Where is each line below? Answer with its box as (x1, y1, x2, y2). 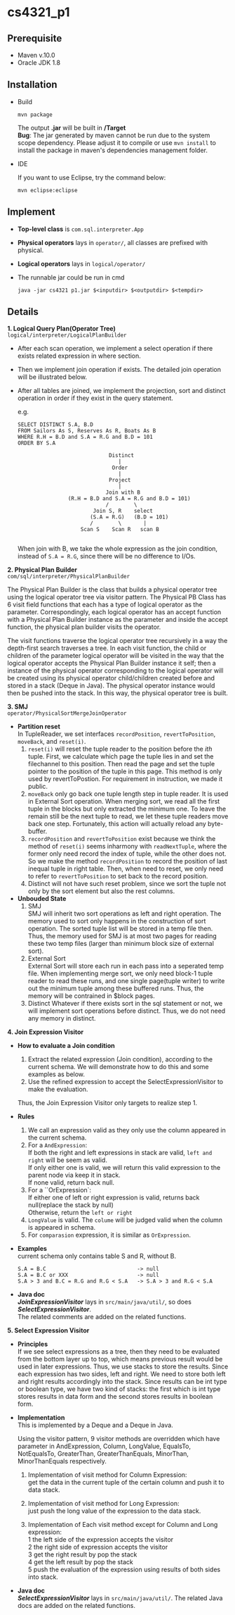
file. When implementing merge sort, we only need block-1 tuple (27, 969, 213, 978)
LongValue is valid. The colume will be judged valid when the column (27, 1216, 223, 1224)
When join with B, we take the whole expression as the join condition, (17, 544, 218, 553)
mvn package (17, 111, 53, 118)
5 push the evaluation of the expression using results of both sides (27, 1565, 221, 1574)
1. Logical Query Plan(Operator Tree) (7, 325, 116, 333)
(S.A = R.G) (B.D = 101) (90, 513, 169, 521)
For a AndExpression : (27, 1141, 88, 1149)
